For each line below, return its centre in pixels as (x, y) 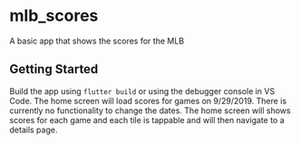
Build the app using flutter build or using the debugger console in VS (142, 91)
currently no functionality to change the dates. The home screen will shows (150, 110)
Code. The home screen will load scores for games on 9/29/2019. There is (148, 101)
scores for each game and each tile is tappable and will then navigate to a (147, 120)
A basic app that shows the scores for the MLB (97, 41)
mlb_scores (54, 16)
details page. (34, 130)
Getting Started (54, 69)
